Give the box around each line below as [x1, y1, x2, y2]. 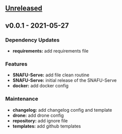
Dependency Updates [5, 36, 59, 43]
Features [5, 61, 28, 67]
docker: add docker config [12, 83, 69, 89]
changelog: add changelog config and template [12, 107, 112, 113]
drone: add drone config [12, 112, 64, 118]
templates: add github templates [12, 123, 81, 129]
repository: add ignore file [12, 117, 68, 123]
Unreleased [5, 4, 43, 13]
